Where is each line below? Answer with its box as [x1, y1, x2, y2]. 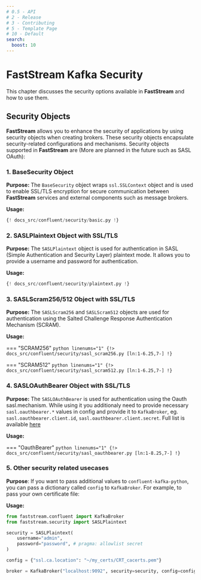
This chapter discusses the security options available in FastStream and [6, 87, 185, 95]
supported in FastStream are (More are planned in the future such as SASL [6, 146, 191, 153]
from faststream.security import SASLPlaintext [6, 519, 127, 525]
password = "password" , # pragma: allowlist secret [17, 541, 144, 547]
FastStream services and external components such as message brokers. [6, 194, 188, 201]
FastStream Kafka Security [6, 68, 144, 81]
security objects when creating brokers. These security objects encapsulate [6, 133, 194, 141]
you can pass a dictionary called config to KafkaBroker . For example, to [6, 484, 182, 491]
